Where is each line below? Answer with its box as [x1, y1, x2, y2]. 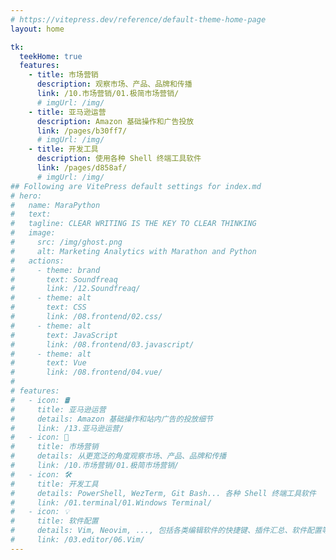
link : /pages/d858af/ [36, 163, 128, 173]
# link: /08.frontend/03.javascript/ [10, 339, 195, 350]
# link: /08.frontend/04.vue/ [10, 367, 163, 378]
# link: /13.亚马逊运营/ [10, 423, 125, 433]
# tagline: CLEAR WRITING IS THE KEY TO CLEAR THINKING [10, 219, 257, 229]
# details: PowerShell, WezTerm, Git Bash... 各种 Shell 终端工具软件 [10, 488, 317, 498]
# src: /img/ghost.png [10, 237, 123, 247]
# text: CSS [10, 302, 87, 313]
